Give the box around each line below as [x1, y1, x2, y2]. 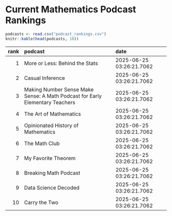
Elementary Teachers [24, 99, 76, 106]
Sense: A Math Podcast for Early [24, 92, 102, 100]
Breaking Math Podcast [24, 169, 80, 176]
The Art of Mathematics [24, 110, 81, 117]
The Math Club [24, 140, 60, 147]
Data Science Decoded [24, 184, 80, 191]
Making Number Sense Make [24, 86, 94, 93]
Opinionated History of [24, 122, 79, 129]
